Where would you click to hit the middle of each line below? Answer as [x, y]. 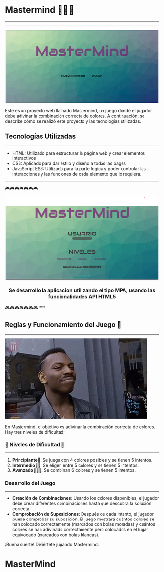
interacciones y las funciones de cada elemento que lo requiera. [77, 174]
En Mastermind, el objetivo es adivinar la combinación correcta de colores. [80, 427]
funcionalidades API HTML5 [82, 296]
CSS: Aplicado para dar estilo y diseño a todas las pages [69, 163]
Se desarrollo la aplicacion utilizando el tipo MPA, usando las [82, 290]
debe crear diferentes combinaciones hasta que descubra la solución [82, 504]
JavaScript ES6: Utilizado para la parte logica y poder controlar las [79, 168]
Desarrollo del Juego [30, 483]
